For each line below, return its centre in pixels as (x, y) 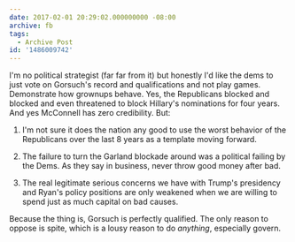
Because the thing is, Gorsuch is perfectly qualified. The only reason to (139, 219)
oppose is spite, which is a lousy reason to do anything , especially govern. (145, 228)
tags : (19, 34)
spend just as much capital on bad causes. (100, 202)
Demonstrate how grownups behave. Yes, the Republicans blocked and (140, 95)
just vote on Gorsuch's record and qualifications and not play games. (135, 85)
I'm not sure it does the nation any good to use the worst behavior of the (154, 130)
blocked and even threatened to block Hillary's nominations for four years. (145, 103)
